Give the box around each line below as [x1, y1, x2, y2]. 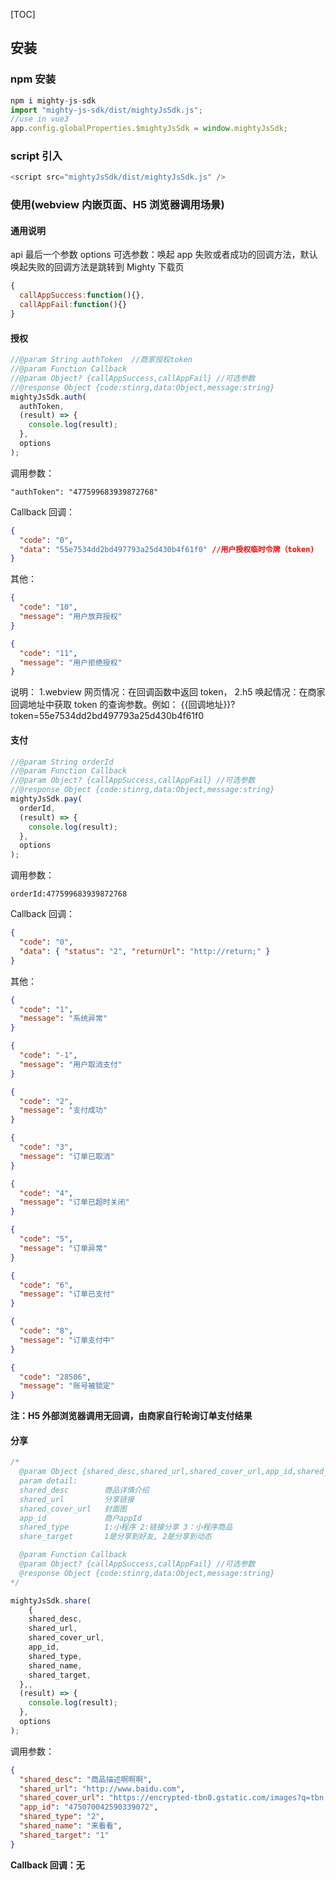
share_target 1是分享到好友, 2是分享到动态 [19, 1532, 212, 1542]
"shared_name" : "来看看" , [19, 1821, 123, 1831]
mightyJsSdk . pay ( [10, 794, 83, 804]
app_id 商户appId [19, 1513, 142, 1523]
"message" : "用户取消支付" [19, 1059, 123, 1069]
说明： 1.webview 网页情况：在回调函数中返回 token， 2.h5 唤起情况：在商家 [10, 686, 326, 698]
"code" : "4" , [19, 1188, 74, 1198]
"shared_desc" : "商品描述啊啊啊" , [19, 1774, 153, 1784]
